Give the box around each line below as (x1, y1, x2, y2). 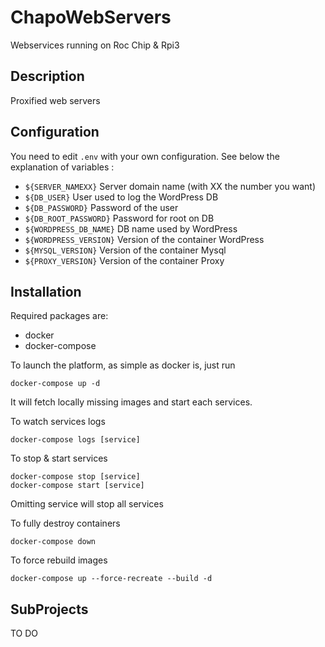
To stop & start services (10, 452, 108, 465)
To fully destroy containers (10, 517, 121, 530)
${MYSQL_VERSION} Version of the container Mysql (24, 244, 227, 256)
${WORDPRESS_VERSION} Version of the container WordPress (24, 233, 265, 245)
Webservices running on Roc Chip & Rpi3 (10, 39, 180, 51)
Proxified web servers (10, 94, 101, 106)
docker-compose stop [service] (10, 472, 141, 482)
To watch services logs (10, 416, 106, 428)
